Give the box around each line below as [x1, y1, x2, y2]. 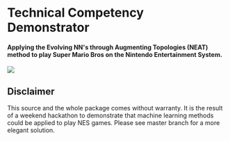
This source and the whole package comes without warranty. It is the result [7, 104, 223, 113]
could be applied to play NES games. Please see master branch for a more [7, 119, 220, 127]
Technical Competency [7, 5, 145, 21]
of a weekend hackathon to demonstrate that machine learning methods [7, 111, 214, 119]
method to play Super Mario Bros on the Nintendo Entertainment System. [7, 50, 222, 58]
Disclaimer [7, 85, 55, 97]
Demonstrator [7, 19, 90, 35]
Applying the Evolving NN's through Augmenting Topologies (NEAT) [7, 43, 208, 51]
